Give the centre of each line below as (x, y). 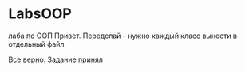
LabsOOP (40, 14)
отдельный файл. (37, 44)
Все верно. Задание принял (56, 59)
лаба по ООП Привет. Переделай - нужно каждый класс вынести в (123, 36)
